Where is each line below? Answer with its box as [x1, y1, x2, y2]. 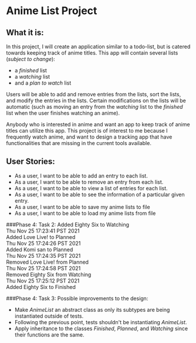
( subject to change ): [6, 56, 56, 62]
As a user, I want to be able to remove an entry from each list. [14, 178, 164, 186]
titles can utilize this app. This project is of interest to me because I [6, 127, 168, 134]
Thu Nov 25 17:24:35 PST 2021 [6, 252, 81, 259]
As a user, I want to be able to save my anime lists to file [14, 203, 151, 210]
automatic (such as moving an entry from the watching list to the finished [6, 103, 183, 110]
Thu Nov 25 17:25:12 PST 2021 [6, 277, 80, 284]
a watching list [14, 73, 50, 80]
